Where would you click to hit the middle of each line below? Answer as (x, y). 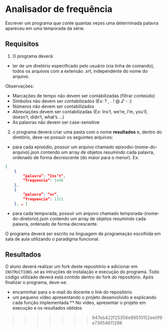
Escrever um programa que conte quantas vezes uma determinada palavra (82, 23)
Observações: (19, 86)
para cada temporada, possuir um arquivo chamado (66, 213)
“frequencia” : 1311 (43, 199)
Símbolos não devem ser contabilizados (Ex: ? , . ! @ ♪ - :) (72, 101)
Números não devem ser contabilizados (53, 106)
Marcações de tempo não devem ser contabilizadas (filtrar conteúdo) (84, 95)
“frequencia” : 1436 (43, 181)
